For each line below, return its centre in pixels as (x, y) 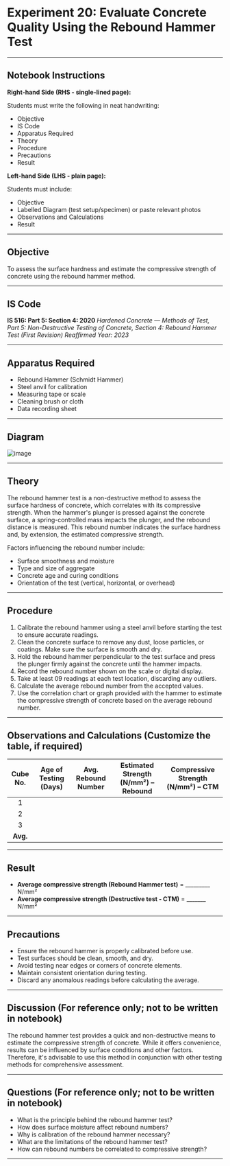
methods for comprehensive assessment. (66, 1064)
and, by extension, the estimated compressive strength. (86, 534)
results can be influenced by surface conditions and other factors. (100, 1050)
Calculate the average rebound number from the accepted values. (110, 686)
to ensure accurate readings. (58, 634)
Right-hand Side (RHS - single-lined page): (69, 92)
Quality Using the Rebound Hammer (111, 27)
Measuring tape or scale (51, 394)
